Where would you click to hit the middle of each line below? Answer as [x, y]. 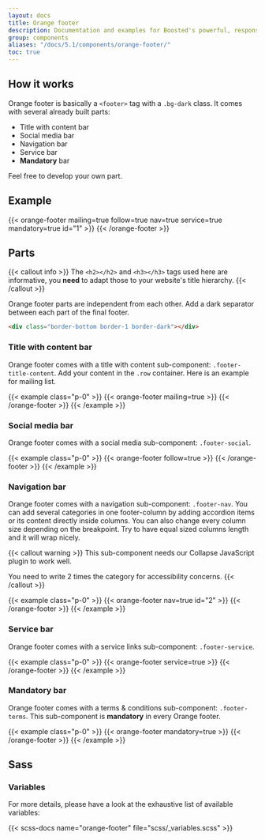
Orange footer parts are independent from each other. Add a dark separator [131, 304]
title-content [32, 373]
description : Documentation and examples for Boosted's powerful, [119, 30]
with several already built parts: [59, 111]
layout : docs [30, 15]
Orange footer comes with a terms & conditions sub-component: [113, 707]
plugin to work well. [40, 561]
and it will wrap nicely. [44, 537]
